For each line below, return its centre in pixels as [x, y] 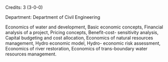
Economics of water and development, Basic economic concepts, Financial [84, 27]
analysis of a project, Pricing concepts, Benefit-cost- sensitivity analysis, [82, 32]
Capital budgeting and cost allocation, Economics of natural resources [79, 38]
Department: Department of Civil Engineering [53, 17]
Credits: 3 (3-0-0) [24, 7]
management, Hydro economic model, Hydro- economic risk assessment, [83, 43]
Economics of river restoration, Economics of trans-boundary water [77, 49]
